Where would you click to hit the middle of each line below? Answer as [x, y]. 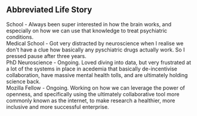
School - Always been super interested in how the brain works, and [89, 24]
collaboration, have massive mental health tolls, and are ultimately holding [97, 75]
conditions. [20, 37]
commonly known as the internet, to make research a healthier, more [91, 100]
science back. [23, 81]
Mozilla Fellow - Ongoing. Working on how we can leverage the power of [96, 88]
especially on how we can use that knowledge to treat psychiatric [87, 30]
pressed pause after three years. [46, 56]
